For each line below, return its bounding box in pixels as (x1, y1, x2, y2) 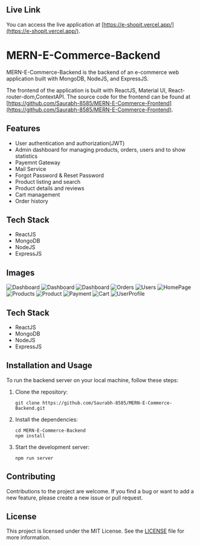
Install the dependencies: (15, 415, 79, 423)
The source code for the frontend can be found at (66, 93, 190, 100)
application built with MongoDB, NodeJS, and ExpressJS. (6, 75, 149, 82)
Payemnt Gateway (15, 158, 60, 166)
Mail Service (15, 165, 47, 172)
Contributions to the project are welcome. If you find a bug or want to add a (6, 487, 195, 495)
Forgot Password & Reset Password (15, 172, 104, 179)
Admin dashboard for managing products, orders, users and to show (15, 146, 186, 153)
